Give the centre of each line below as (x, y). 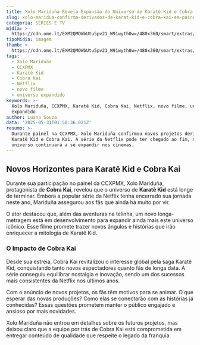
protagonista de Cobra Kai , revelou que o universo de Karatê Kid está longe (100, 190)
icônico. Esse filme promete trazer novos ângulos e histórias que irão (91, 227)
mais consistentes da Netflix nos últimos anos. (63, 281)
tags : (13, 56)
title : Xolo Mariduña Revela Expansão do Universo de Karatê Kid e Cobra (100, 12)
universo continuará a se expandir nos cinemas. (73, 145)
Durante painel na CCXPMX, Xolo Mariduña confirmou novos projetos (97, 134)
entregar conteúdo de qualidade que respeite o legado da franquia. (89, 335)
